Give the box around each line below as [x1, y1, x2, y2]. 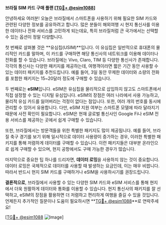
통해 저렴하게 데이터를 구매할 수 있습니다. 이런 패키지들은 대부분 [18, 140, 141, 146]
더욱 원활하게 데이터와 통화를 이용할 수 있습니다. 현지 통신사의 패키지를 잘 [14, 186, 156, 191]
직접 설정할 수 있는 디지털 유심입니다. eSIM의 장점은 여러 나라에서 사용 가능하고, [5, 92, 160, 98]
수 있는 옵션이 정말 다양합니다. [5, 34, 63, 40]
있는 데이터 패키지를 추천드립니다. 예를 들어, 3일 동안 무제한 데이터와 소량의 [5, 69, 151, 75]
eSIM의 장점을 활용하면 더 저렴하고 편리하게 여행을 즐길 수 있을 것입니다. [19, 192, 160, 198]
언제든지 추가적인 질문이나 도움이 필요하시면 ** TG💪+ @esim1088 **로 [5, 198, 142, 204]
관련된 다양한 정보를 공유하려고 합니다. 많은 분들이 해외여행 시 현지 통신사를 [5, 22, 151, 27]
